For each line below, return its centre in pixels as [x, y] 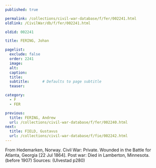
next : [11, 127]
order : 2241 [22, 59]
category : [15, 95]
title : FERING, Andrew [33, 118]
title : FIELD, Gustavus [33, 131]
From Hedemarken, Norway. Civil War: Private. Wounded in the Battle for [78, 150]
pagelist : [15, 50]
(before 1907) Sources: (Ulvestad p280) [45, 160]
